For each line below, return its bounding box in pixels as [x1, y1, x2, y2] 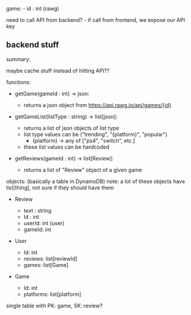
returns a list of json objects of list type [23, 124, 120, 131]
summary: [6, 56, 31, 63]
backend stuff [6, 40, 59, 50]
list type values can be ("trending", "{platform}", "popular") [23, 130, 168, 138]
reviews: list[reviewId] [23, 255, 78, 262]
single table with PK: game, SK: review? [6, 302, 103, 309]
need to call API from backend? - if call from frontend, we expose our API [6, 17, 185, 23]
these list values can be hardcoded [23, 143, 110, 150]
